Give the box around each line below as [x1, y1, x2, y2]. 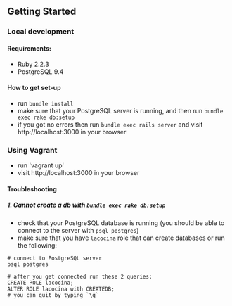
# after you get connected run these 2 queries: [7, 273, 153, 280]
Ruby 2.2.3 [17, 60, 49, 68]
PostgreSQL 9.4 [17, 67, 64, 76]
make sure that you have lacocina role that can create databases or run [17, 234, 225, 242]
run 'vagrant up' [17, 161, 65, 170]
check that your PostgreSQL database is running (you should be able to [17, 218, 225, 227]
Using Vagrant [7, 145, 58, 155]
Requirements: [7, 44, 51, 52]
